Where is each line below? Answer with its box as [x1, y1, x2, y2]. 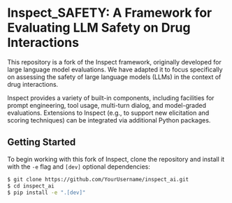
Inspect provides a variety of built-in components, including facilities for [7, 93, 215, 102]
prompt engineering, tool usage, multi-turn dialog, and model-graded [7, 101, 206, 109]
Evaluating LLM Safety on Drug [7, 20, 191, 36]
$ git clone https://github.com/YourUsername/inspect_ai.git [7, 176, 189, 183]
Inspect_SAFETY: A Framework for [7, 5, 212, 21]
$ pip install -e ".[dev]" [7, 189, 86, 196]
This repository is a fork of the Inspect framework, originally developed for [7, 57, 222, 66]
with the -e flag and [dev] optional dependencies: [7, 162, 150, 171]
